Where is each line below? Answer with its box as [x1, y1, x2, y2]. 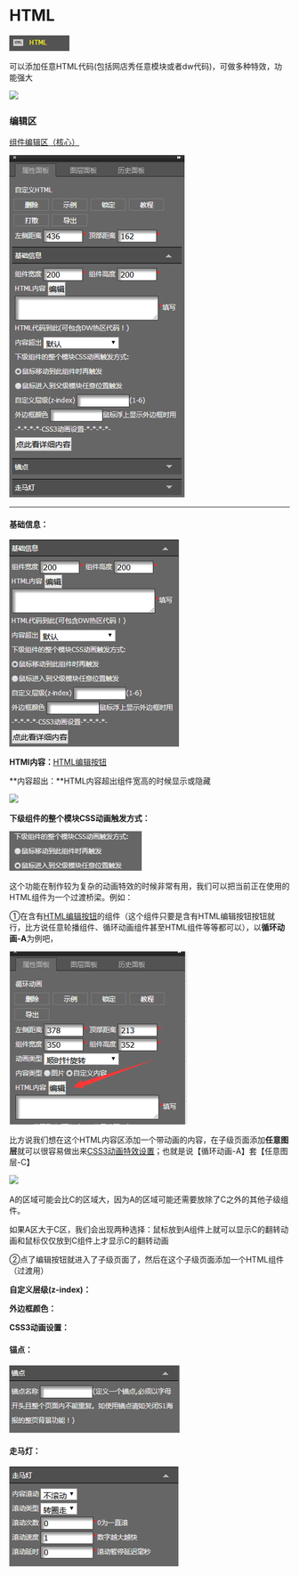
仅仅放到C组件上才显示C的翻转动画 [39, 1235, 169, 1247]
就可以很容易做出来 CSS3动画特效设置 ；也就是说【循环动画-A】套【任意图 [17, 1146, 288, 1157]
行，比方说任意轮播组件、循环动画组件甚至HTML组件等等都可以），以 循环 [9, 922, 278, 933]
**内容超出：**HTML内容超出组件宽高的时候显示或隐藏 [9, 776, 212, 786]
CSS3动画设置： [9, 1322, 69, 1333]
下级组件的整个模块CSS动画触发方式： [9, 813, 150, 824]
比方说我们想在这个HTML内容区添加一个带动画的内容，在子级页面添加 [9, 1134, 266, 1145]
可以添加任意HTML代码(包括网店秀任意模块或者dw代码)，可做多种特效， [9, 61, 275, 71]
